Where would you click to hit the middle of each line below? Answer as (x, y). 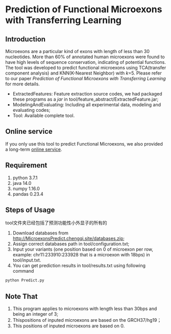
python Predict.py (25, 280)
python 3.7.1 (25, 178)
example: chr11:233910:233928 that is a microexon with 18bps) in (81, 255)
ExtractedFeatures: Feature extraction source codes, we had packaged (87, 94)
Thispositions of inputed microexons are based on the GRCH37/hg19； (87, 320)
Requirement (26, 165)
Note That (21, 296)
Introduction (26, 39)
